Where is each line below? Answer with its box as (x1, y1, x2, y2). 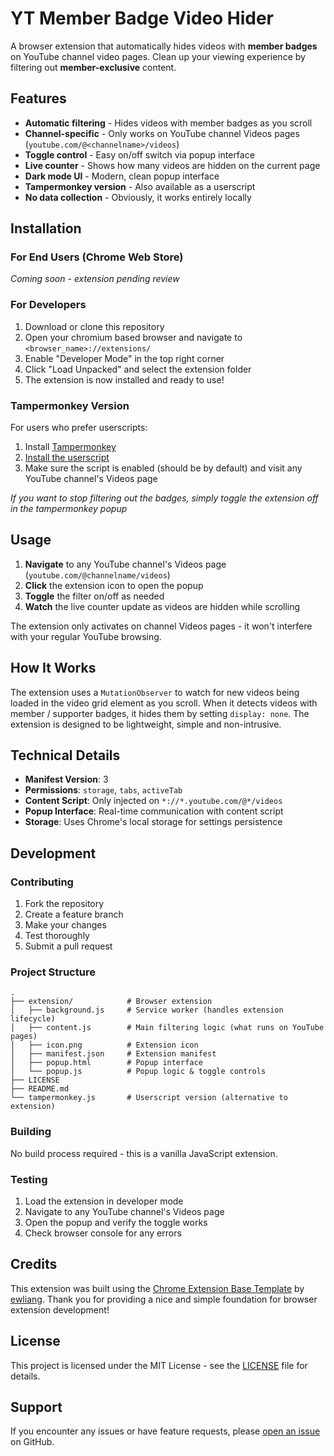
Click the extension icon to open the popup (24, 579, 204, 591)
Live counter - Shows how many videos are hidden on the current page (24, 159, 321, 171)
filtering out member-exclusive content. (10, 61, 177, 73)
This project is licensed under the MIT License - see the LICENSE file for (10, 1359, 308, 1371)
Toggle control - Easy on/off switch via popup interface (24, 148, 255, 161)
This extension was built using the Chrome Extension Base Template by (10, 1282, 305, 1294)
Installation (10, 220, 82, 237)
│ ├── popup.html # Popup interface (10, 1058, 203, 1068)
